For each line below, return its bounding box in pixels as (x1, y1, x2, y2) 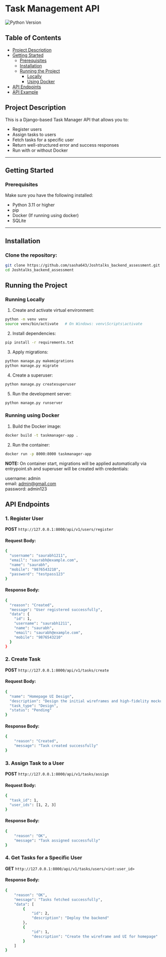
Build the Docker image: (12, 423, 62, 429)
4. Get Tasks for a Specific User (5, 854, 83, 861)
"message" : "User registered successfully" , (9, 607, 103, 612)
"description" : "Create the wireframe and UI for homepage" (31, 934, 158, 939)
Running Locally (5, 296, 45, 303)
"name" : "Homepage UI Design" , (9, 694, 74, 699)
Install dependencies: (12, 331, 56, 337)
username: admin (5, 475, 41, 481)
